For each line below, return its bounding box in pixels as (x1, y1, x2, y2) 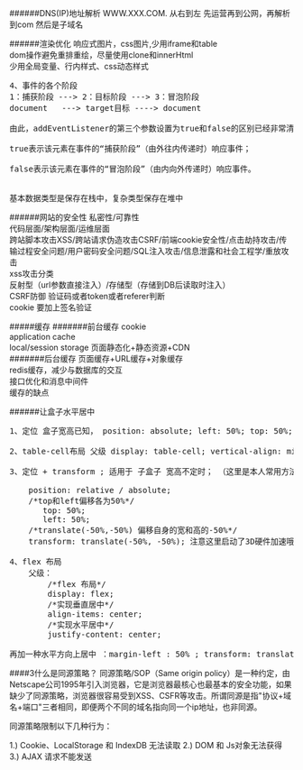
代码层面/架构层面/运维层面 (9, 224, 111, 234)
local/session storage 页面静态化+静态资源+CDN (9, 342, 190, 353)
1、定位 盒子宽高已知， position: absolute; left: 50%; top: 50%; (9, 426, 293, 435)
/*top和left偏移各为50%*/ (28, 496, 135, 506)
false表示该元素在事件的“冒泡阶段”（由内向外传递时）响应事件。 (9, 164, 256, 174)
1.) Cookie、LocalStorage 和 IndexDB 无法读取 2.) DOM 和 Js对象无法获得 (9, 740, 282, 750)
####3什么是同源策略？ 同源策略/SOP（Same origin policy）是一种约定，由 (9, 668, 290, 678)
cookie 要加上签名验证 (9, 302, 92, 313)
